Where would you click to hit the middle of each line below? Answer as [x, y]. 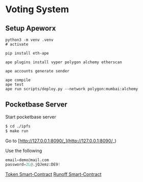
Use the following [24, 150]
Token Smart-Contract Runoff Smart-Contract [53, 174]
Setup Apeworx [31, 28]
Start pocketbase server [31, 117]
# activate [17, 44]
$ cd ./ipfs [18, 126]
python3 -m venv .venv [29, 40]
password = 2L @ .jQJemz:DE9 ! [33, 165]
